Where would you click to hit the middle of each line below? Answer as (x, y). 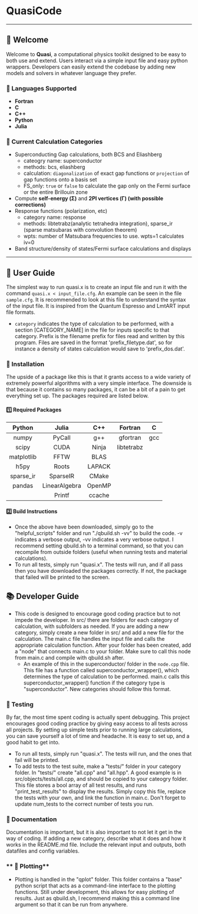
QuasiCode (34, 11)
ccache (99, 495)
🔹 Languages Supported (42, 88)
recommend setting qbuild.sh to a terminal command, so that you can (99, 546)
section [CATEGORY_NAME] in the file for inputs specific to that (92, 330)
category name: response (55, 218)
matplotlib (23, 456)
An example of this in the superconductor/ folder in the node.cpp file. (106, 664)
